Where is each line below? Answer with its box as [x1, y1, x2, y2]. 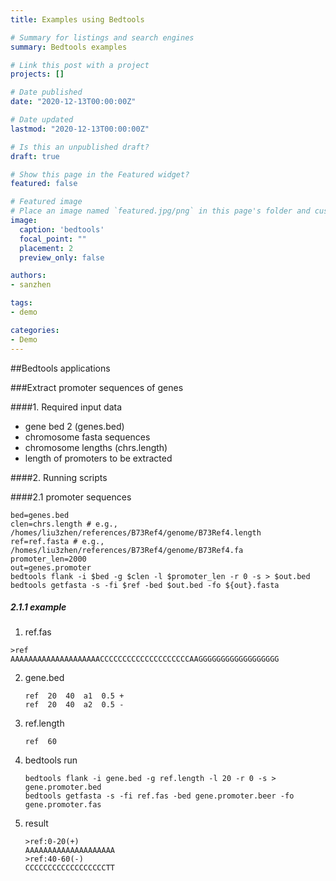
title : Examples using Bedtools [10, 14, 145, 25]
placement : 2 [19, 243, 74, 253]
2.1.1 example [10, 601, 67, 613]
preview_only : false [19, 252, 105, 263]
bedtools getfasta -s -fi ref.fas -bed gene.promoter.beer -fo [24, 791, 295, 801]
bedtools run [24, 754, 78, 766]
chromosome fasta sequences [24, 431, 151, 443]
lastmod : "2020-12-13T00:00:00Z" [10, 124, 150, 134]
